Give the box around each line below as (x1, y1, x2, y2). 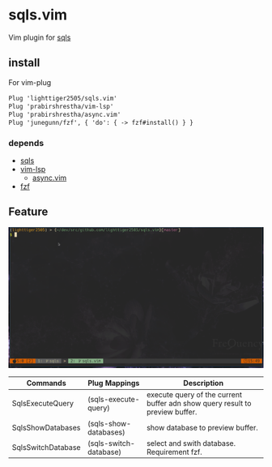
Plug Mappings (87, 379, 140, 388)
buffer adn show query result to (147, 399, 252, 409)
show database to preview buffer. (147, 423, 258, 433)
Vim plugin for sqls (8, 32, 71, 42)
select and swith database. (147, 438, 236, 448)
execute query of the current (147, 390, 243, 400)
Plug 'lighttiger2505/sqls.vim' (8, 94, 117, 102)
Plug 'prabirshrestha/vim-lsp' (8, 102, 114, 110)
